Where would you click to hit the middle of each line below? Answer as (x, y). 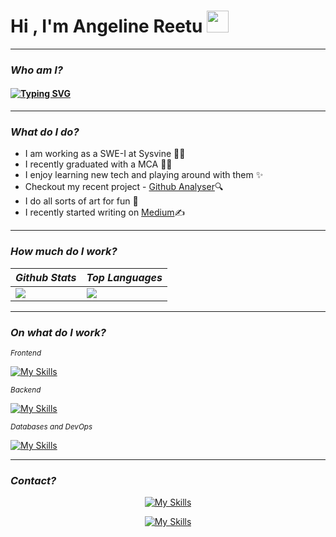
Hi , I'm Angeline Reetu (106, 26)
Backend (26, 390)
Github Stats (46, 277)
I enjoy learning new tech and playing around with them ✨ (144, 175)
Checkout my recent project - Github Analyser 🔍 (124, 187)
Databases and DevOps (51, 426)
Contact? (33, 480)
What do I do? (45, 132)
